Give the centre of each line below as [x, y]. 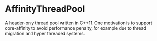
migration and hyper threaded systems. [45, 33]
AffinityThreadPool [45, 9]
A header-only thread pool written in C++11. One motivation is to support [79, 23]
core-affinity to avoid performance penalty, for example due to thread [76, 28]
